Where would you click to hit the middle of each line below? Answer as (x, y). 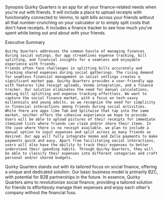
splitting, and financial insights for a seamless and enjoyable (72, 60)
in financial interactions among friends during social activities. (76, 107)
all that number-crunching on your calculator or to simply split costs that (77, 22)
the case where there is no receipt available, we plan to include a (77, 128)
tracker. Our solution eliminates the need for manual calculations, (77, 90)
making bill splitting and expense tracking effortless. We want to (76, 94)
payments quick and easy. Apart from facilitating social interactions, (80, 141)
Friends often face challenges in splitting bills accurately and (74, 68)
